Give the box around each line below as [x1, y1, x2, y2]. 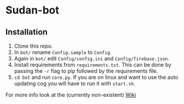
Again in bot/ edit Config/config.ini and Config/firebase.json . [14, 55, 169, 62]
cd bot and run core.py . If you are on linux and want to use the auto [14, 74, 179, 80]
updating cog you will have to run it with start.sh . [14, 80, 136, 87]
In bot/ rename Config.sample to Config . [14, 49, 111, 56]
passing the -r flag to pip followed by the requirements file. [14, 68, 159, 74]
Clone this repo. [14, 42, 53, 49]
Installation [5, 27, 48, 37]
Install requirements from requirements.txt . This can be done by [14, 61, 172, 68]
